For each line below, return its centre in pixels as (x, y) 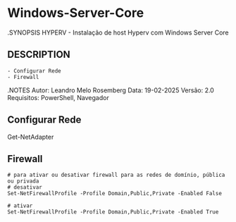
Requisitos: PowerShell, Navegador (58, 97)
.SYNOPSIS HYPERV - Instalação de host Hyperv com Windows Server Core (118, 32)
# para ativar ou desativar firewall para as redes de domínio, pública (116, 175)
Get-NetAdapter (31, 137)
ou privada (23, 181)
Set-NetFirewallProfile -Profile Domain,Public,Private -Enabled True (113, 212)
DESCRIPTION (39, 55)
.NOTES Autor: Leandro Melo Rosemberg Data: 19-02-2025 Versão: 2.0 (111, 90)
